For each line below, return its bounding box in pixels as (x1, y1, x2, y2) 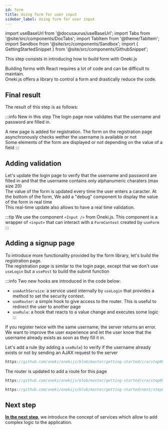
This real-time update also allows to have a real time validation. (5, 204, 135, 210)
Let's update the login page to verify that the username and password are (5, 172, 157, 178)
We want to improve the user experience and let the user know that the (5, 329, 151, 335)
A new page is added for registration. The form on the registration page (5, 128, 152, 135)
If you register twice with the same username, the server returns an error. (5, 323, 156, 330)
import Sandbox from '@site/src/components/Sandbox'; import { (5, 41, 138, 47)
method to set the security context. (12, 293, 85, 299)
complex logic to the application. (5, 419, 72, 425)
